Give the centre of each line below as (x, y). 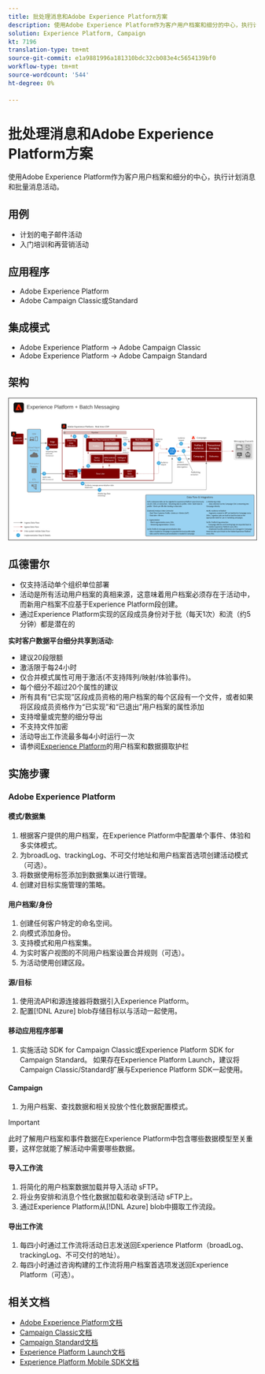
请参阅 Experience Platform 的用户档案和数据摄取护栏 (104, 746)
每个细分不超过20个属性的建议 (69, 687)
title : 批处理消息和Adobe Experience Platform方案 (88, 17)
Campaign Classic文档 (56, 1332)
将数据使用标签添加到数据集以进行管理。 (85, 875)
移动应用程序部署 (36, 1030)
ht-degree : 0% (31, 83)
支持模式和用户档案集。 (57, 943)
